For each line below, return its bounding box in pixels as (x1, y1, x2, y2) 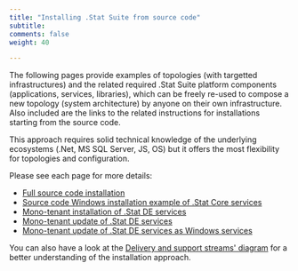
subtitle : (9, 21, 46, 30)
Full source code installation (21, 187, 125, 198)
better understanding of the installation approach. (9, 252, 191, 263)
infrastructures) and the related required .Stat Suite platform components (9, 79, 278, 90)
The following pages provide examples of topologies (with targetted (9, 70, 258, 81)
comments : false (9, 29, 69, 38)
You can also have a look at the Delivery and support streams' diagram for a (9, 243, 287, 253)
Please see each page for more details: (9, 171, 153, 181)
